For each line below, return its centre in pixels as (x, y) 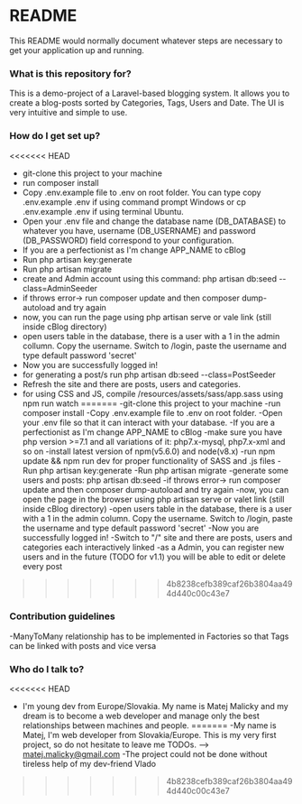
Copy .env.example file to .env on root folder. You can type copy (142, 192)
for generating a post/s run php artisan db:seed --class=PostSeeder (149, 374)
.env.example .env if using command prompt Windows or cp (134, 202)
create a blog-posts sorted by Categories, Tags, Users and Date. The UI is (147, 103)
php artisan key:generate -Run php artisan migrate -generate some (164, 470)
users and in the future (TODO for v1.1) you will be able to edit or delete (154, 557)
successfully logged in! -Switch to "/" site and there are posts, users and (157, 537)
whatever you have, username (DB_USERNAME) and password (139, 230)
